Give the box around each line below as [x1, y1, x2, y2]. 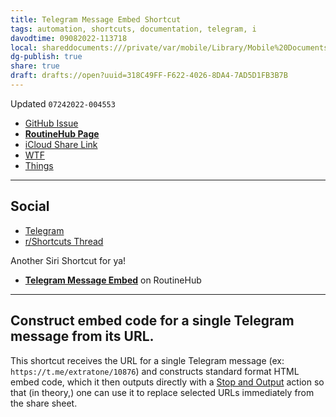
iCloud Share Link [24, 138, 98, 150]
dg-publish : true [10, 52, 83, 62]
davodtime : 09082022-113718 [10, 33, 128, 43]
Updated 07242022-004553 [10, 97, 116, 110]
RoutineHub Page [24, 127, 100, 140]
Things [24, 159, 54, 171]
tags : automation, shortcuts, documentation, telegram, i [10, 24, 257, 34]
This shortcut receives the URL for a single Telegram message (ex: [10, 354, 285, 366]
